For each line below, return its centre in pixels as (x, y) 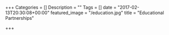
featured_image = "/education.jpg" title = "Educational (107, 13)
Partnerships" (20, 18)
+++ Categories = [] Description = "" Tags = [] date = (61, 7)
